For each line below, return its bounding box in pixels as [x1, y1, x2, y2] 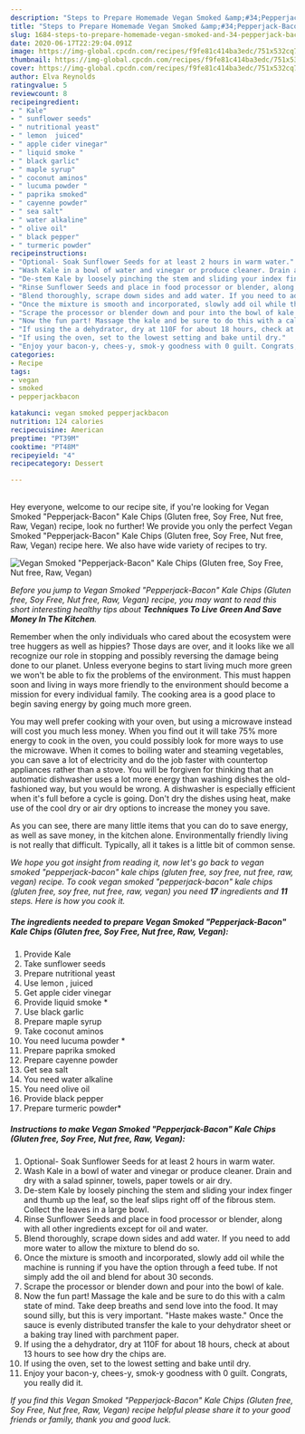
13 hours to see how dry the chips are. [23, 1349, 167, 1360]
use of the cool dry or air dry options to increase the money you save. [10, 803, 271, 813]
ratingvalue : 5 [10, 81, 68, 90]
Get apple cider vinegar [23, 987, 112, 998]
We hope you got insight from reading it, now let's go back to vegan [10, 857, 265, 868]
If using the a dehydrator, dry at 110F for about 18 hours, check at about [23, 1339, 291, 1350]
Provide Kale [23, 948, 71, 960]
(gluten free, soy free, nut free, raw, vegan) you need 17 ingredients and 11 [10, 886, 288, 897]
